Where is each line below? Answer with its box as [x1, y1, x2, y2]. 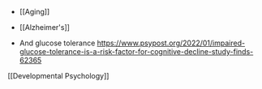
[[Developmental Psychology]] [7, 71, 110, 80]
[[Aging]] [19, 7, 50, 16]
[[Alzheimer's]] [19, 23, 71, 32]
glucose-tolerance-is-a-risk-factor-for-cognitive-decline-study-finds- [19, 47, 254, 56]
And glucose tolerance [19, 38, 96, 48]
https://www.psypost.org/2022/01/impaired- [97, 38, 245, 48]
